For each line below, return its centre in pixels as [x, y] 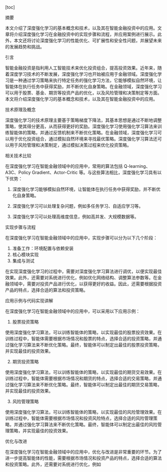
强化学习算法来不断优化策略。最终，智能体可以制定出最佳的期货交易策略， [85, 385]
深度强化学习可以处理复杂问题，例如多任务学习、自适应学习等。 [78, 206]
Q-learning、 [137, 166]
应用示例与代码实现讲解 [29, 300]
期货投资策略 [25, 361]
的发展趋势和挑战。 [25, 47]
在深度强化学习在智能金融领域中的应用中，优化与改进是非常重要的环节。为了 [83, 452]
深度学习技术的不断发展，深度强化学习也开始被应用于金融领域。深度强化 [83, 74]
